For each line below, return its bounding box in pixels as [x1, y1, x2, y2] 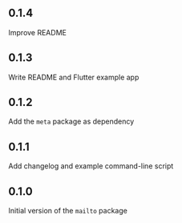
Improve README [8, 27, 67, 37]
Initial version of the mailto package [8, 206, 128, 216]
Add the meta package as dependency [8, 116, 135, 127]
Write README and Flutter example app [8, 72, 140, 82]
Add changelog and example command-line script [8, 161, 174, 171]
